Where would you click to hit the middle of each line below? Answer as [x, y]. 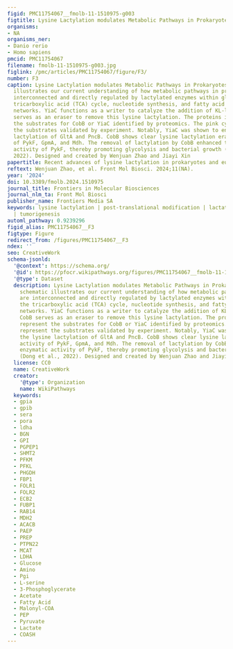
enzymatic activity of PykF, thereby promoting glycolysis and [113, 350]
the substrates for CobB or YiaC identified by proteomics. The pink [116, 123]
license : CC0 [32, 363]
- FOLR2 [25, 492]
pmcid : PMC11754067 [35, 59]
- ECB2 [23, 499]
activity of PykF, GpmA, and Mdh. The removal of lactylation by [116, 344]
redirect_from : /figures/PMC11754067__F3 [68, 240]
